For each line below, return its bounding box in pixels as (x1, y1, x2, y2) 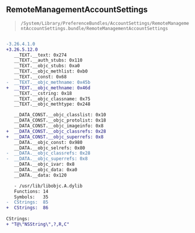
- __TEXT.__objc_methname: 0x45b (6, 79, 91, 85)
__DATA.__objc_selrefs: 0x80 (14, 145, 85, 151)
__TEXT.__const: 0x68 (14, 74, 67, 80)
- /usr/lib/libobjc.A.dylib (14, 183, 83, 189)
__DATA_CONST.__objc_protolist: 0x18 (14, 117, 107, 123)
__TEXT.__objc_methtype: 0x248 (14, 101, 91, 107)
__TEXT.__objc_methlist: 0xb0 (14, 68, 88, 74)
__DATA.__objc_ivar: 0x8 (14, 162, 75, 168)
